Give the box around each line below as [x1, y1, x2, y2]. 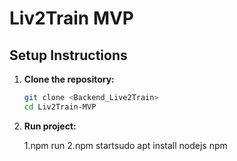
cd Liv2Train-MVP [23, 102, 97, 112]
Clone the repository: [23, 73, 115, 85]
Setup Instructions [9, 47, 128, 64]
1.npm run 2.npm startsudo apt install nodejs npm [23, 139, 228, 151]
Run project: [23, 120, 77, 132]
